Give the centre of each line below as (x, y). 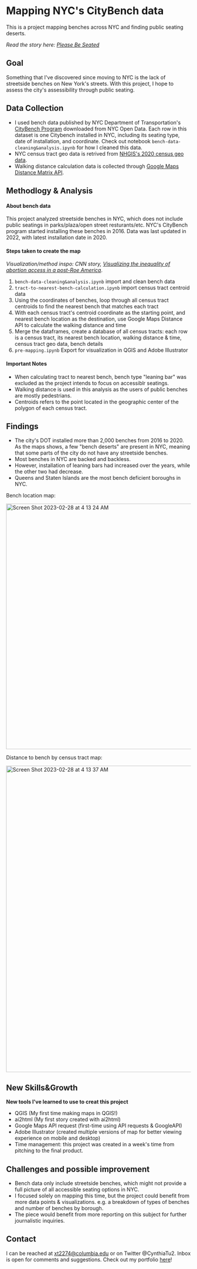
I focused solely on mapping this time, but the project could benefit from (102, 1196)
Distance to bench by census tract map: (54, 758)
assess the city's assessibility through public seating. (70, 90)
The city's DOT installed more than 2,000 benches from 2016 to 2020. (99, 440)
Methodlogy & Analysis (50, 191)
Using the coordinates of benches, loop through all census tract (91, 300)
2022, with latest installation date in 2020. (57, 238)
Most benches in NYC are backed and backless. (72, 459)
